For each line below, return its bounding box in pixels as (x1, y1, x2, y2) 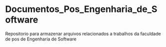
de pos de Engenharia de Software (5, 36, 77, 42)
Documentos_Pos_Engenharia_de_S (5, 3, 158, 15)
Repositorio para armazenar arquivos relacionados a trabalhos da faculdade (5, 30, 161, 36)
